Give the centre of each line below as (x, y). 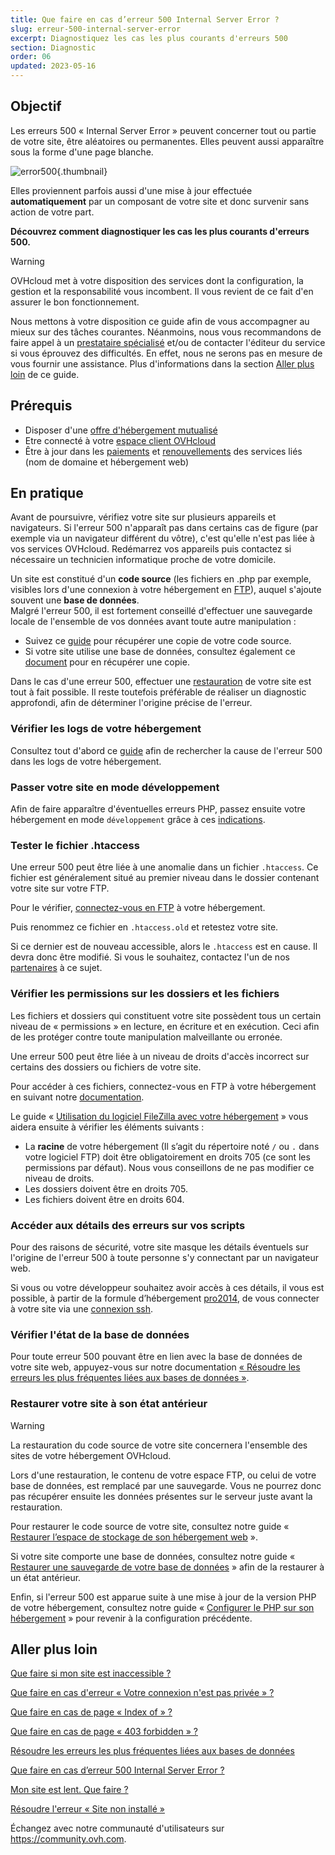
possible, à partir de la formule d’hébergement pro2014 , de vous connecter (165, 1298)
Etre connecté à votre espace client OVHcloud (120, 440)
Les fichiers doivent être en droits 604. (104, 1199)
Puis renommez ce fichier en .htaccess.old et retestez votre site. (144, 927)
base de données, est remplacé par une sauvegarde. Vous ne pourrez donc (166, 1485)
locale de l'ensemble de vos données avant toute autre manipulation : (153, 622)
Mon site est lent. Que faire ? (69, 1790)
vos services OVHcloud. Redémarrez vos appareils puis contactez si (151, 549)
